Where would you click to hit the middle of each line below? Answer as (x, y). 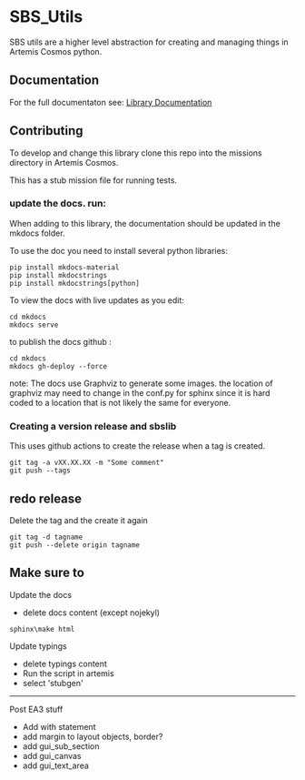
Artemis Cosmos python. (56, 51)
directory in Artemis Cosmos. (64, 162)
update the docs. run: (58, 204)
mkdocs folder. (37, 233)
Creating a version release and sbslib (93, 426)
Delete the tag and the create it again (79, 520)
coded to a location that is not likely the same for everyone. (120, 402)
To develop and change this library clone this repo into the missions (136, 153)
